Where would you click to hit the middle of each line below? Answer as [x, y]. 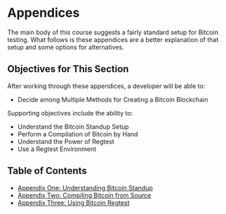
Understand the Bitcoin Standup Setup [73, 127]
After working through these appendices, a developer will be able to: [106, 86]
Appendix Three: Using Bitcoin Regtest [73, 202]
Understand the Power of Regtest [66, 141]
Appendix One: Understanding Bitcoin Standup [85, 187]
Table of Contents [47, 171]
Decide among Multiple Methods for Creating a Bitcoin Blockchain [113, 99]
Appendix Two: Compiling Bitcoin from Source [84, 195]
